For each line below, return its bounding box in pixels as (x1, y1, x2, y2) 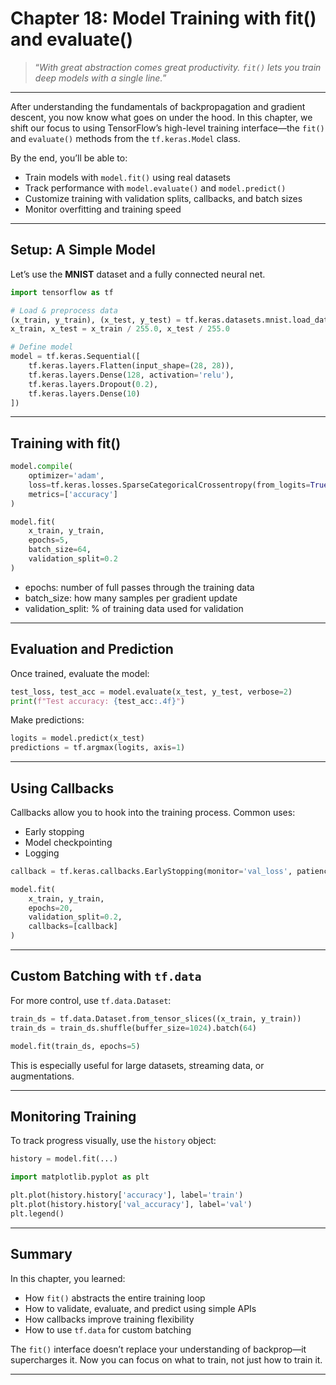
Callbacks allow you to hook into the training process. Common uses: (10, 806, 296, 818)
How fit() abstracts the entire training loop (24, 1292, 206, 1304)
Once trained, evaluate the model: (10, 667, 150, 679)
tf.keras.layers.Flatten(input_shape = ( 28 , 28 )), (28, 361, 235, 371)
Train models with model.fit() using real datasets (24, 171, 231, 183)
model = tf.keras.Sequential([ (10, 352, 141, 362)
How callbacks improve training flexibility (24, 1313, 195, 1325)
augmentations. (10, 1070, 75, 1082)
